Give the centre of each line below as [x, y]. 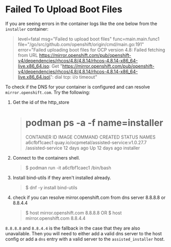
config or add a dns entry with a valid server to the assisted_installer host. [85, 239]
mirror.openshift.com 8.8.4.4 [55, 218]
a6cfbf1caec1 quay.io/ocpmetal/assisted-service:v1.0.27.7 [86, 142]
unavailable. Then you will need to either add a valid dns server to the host [83, 233]
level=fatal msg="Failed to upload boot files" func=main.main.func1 [89, 39]
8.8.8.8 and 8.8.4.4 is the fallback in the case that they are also [73, 228]
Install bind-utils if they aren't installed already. [62, 177]
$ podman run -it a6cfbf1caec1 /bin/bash [68, 168]
